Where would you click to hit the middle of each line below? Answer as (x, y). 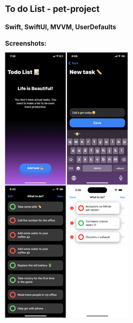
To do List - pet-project (52, 9)
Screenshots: (26, 43)
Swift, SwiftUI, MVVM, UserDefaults (61, 27)
